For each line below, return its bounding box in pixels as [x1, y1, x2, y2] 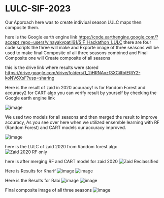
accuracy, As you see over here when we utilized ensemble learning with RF [5, 119, 160, 125]
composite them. [5, 24, 39, 30]
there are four [123, 39, 152, 45]
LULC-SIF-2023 [5, 3, 71, 14]
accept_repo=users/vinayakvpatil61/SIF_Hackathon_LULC [5, 39, 123, 45]
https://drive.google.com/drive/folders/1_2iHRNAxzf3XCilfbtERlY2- [5, 69, 141, 75]
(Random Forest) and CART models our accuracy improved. [5, 124, 127, 131]
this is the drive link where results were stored [5, 65, 98, 70]
